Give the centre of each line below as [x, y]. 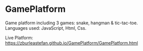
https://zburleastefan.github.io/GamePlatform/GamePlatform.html [71, 43]
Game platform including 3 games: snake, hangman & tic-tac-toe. [71, 23]
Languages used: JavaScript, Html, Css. [46, 28]
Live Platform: [19, 38]
